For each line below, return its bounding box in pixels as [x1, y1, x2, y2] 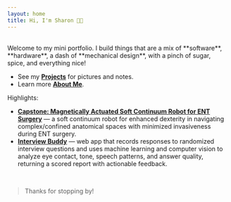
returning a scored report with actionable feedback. [17, 159, 168, 168]
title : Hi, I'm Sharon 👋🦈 [7, 17, 83, 24]
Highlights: [7, 93, 39, 102]
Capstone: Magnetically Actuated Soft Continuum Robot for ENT [17, 107, 211, 115]
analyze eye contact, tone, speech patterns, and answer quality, [17, 152, 204, 160]
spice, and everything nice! [7, 58, 87, 67]
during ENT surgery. [17, 130, 77, 138]
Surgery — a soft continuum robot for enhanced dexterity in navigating [17, 114, 225, 123]
